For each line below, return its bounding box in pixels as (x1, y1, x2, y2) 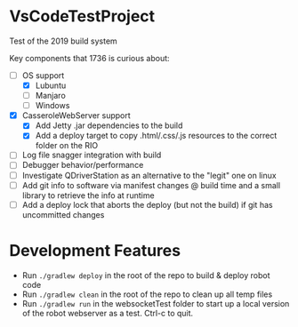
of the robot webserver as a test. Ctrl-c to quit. (21, 307, 194, 318)
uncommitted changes (21, 209, 105, 219)
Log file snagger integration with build (21, 149, 162, 161)
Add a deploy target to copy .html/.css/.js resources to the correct (35, 131, 278, 141)
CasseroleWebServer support (21, 110, 131, 121)
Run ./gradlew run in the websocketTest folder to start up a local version (21, 298, 290, 308)
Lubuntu (35, 80, 67, 91)
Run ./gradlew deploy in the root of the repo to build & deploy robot (21, 269, 270, 281)
